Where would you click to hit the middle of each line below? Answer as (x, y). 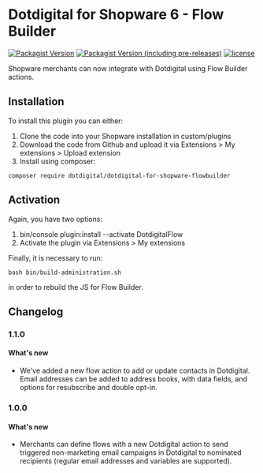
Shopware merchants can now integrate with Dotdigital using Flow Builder (128, 68)
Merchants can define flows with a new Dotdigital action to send (124, 445)
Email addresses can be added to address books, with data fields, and (133, 379)
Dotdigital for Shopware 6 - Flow (116, 15)
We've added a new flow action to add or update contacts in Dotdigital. (135, 371)
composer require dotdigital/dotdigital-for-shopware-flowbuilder (119, 175)
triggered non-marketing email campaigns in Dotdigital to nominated (130, 452)
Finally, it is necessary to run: (56, 257)
